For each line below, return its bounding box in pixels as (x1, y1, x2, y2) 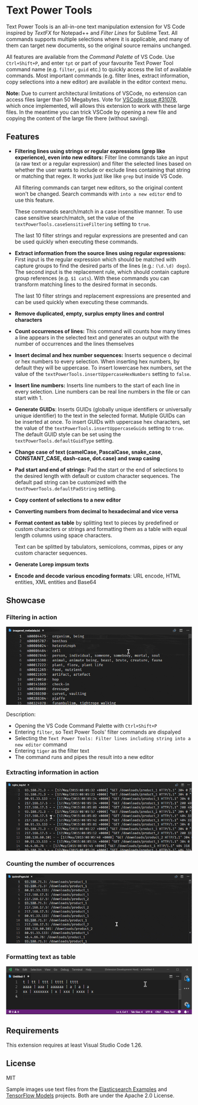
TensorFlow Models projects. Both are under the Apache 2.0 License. (6, 1091, 175, 1099)
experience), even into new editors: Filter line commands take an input (14, 154, 189, 161)
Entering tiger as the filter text (14, 747, 90, 754)
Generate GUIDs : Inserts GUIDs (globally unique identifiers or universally (14, 405, 192, 413)
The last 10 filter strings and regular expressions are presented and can (14, 232, 188, 239)
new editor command (14, 741, 67, 748)
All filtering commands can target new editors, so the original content (14, 184, 183, 191)
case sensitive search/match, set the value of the (14, 214, 134, 221)
